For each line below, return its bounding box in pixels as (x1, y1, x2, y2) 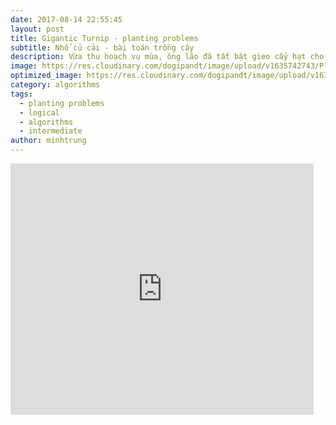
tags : (10, 89, 33, 99)
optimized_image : (10, 71, 83, 81)
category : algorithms (10, 80, 101, 90)
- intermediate (19, 126, 83, 136)
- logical (19, 107, 60, 118)
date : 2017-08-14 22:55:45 (10, 14, 123, 25)
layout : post (10, 24, 65, 34)
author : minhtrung (10, 136, 87, 146)
